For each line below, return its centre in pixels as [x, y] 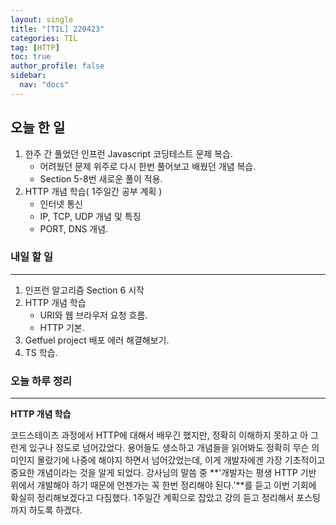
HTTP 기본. [62, 327]
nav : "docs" [44, 85]
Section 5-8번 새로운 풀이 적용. [101, 178]
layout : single [42, 19]
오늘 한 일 [38, 127]
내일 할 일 [31, 257]
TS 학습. [41, 352]
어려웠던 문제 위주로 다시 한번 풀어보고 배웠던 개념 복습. [148, 166]
